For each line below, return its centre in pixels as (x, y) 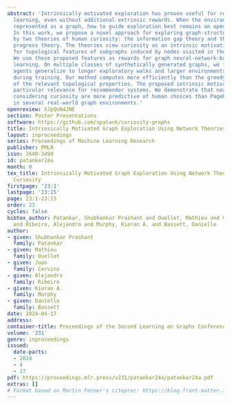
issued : (18, 346)
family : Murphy (35, 295)
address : (20, 320)
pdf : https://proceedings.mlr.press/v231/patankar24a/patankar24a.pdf (110, 378)
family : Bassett (36, 307)
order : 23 (21, 205)
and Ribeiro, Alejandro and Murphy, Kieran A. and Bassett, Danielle (115, 224)
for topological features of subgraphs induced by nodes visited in (113, 52)
